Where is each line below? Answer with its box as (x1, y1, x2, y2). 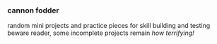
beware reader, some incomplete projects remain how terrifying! (7, 29, 194, 37)
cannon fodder (7, 6, 59, 15)
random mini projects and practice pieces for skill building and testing (7, 22, 211, 30)
